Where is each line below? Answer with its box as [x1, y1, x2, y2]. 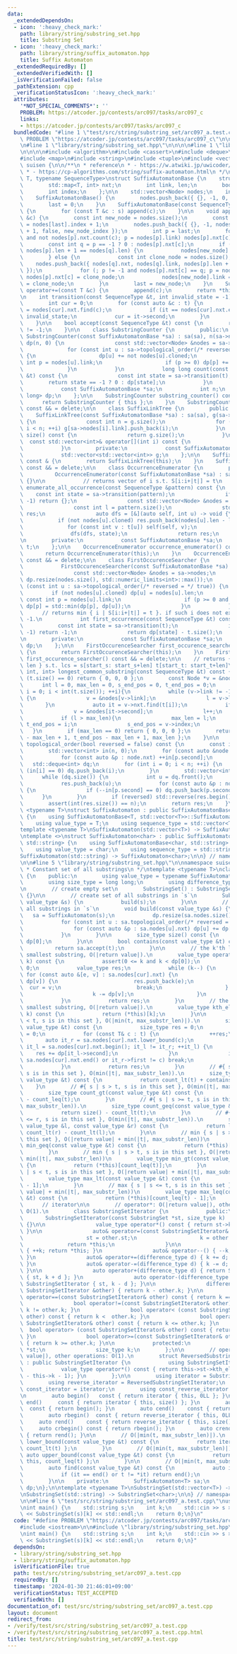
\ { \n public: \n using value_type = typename [20, 872, 188, 880]
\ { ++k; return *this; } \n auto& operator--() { [20, 1247, 217, 1255]
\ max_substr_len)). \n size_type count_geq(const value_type [20, 1103, 226, 1110]
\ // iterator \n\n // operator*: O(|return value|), [20, 1201, 217, 1209]
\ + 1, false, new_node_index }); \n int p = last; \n [20, 227, 200, 234]
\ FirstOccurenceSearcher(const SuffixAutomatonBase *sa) [20, 563, 229, 570]
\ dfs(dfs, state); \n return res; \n [20, 530, 219, 537]
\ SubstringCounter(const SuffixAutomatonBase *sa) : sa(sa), [20, 333, 207, 340]
